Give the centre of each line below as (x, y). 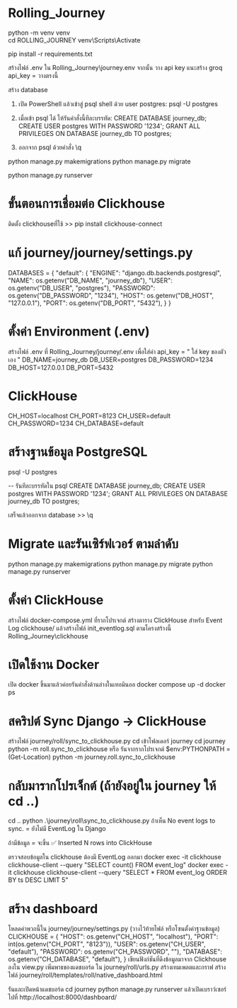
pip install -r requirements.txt (50, 54)
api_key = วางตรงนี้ (33, 75)
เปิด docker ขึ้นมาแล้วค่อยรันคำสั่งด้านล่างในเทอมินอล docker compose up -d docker (117, 685)
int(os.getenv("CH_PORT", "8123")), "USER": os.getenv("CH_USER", (107, 944)
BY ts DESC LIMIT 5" (38, 880)
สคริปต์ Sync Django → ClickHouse (107, 721)
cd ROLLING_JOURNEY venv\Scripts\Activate (74, 40)
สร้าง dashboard (53, 909)
